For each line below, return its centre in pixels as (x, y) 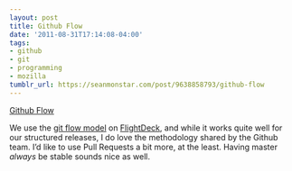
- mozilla (28, 76)
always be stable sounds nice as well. (80, 156)
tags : (19, 43)
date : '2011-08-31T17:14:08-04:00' (76, 34)
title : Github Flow (46, 26)
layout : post (34, 18)
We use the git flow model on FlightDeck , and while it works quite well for (146, 128)
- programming (36, 68)
